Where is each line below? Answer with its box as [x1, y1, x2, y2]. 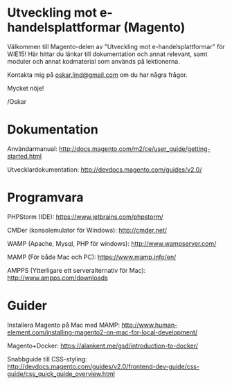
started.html [7, 152, 42, 160]
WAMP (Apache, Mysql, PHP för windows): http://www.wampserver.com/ [7, 239, 217, 247]
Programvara [7, 190, 84, 206]
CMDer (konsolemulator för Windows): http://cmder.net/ [7, 226, 168, 234]
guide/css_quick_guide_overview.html [7, 369, 116, 378]
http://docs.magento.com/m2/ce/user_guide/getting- [58, 144, 211, 153]
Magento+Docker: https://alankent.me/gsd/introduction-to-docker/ [7, 341, 199, 350]
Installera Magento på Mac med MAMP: [7, 321, 121, 329]
